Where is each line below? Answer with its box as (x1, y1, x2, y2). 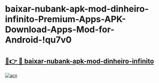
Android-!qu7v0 (5, 34, 72, 46)
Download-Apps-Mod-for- (5, 24, 115, 35)
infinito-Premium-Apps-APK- (5, 14, 126, 25)
